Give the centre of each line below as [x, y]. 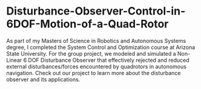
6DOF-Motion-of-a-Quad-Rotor [87, 24]
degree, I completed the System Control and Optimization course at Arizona [101, 47]
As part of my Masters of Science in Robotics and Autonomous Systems [96, 41]
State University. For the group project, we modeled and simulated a [91, 53]
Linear [14, 60]
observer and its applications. [43, 79]
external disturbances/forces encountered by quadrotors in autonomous [96, 66]
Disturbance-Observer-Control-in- [96, 11]
